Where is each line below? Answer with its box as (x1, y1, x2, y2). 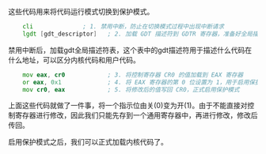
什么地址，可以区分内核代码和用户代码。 (8, 54, 140, 65)
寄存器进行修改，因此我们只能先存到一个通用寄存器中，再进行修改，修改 (14, 111, 251, 120)
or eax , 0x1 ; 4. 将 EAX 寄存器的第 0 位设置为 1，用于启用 (22, 78, 249, 86)
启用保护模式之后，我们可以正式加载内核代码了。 (8, 137, 168, 147)
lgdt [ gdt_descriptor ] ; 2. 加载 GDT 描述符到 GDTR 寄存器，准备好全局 (22, 30, 253, 38)
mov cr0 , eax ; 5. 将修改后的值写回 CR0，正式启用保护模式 (22, 85, 240, 93)
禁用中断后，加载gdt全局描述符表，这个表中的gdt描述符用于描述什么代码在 (8, 45, 252, 54)
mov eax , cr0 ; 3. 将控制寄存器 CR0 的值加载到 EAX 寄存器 (22, 70, 244, 79)
